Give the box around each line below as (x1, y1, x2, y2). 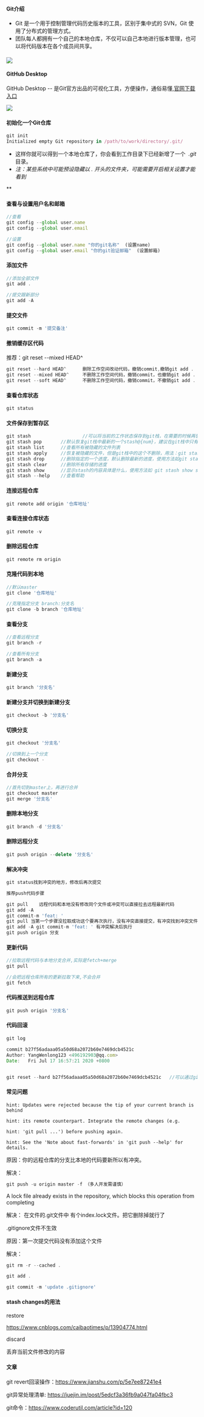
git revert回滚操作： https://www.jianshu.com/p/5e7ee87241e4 (6, 1378, 162, 1385)
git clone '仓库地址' (6, 590, 58, 596)
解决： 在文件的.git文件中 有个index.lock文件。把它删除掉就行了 (6, 1211, 165, 1218)
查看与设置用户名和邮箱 (6, 200, 65, 207)
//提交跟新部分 (6, 292, 39, 298)
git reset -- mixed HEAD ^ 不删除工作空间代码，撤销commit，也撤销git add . (6, 372, 196, 378)
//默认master (6, 584, 38, 590)
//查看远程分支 (6, 634, 39, 640)
